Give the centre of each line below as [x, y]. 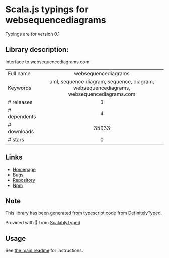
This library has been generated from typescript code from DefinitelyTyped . [84, 213]
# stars [16, 139]
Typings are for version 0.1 [32, 34]
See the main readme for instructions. [44, 251]
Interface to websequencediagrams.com [47, 62]
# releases [20, 102]
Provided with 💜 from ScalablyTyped [43, 223]
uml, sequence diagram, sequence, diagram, [102, 81]
